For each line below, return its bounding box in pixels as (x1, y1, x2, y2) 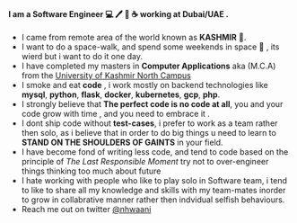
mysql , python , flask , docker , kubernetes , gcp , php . (21, 89, 221, 100)
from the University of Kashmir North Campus (21, 70, 192, 81)
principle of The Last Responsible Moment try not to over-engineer (21, 156, 269, 167)
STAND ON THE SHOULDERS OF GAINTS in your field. (21, 137, 223, 148)
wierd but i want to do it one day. (21, 51, 144, 62)
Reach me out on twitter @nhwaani (21, 204, 152, 215)
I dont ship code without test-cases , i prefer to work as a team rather (21, 118, 278, 129)
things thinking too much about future (21, 165, 162, 176)
